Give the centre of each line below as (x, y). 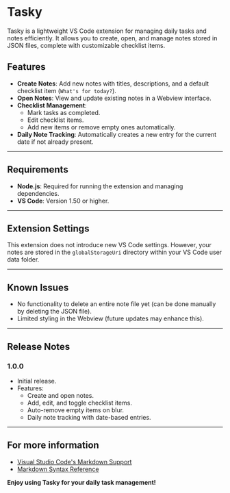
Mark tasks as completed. (64, 112)
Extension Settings (48, 228)
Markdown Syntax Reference (58, 469)
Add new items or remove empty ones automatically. (101, 127)
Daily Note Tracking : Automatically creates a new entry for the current (117, 134)
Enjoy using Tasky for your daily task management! (81, 482)
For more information (53, 445)
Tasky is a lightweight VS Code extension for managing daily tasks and (107, 31)
